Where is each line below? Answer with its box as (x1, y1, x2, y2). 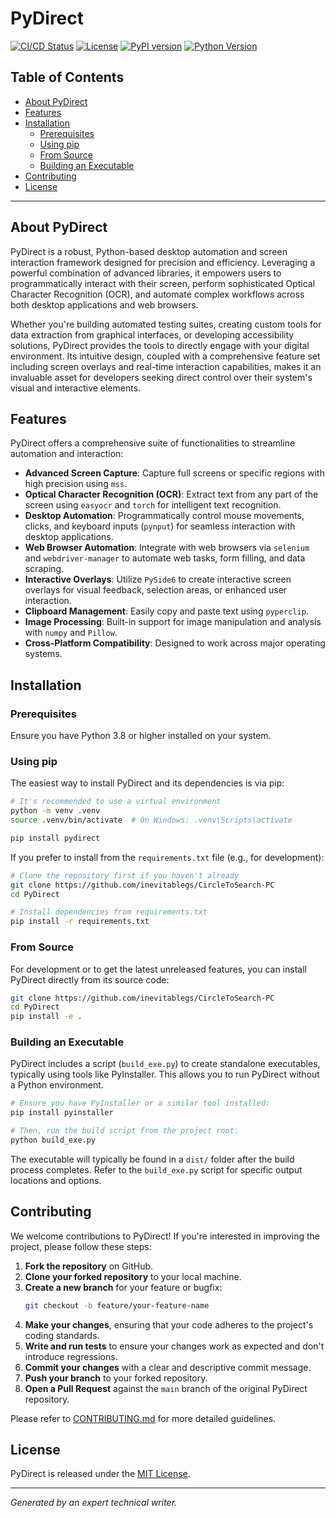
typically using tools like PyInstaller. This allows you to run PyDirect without (10, 1068, 320, 1081)
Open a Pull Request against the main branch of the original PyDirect (24, 1382, 308, 1394)
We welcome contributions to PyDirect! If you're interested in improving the (10, 1230, 320, 1242)
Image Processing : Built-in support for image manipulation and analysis (24, 616, 322, 628)
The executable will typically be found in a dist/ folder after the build (10, 1153, 295, 1165)
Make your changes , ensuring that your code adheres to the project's (24, 1318, 314, 1331)
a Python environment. (10, 1079, 104, 1091)
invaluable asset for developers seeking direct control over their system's (10, 371, 313, 383)
